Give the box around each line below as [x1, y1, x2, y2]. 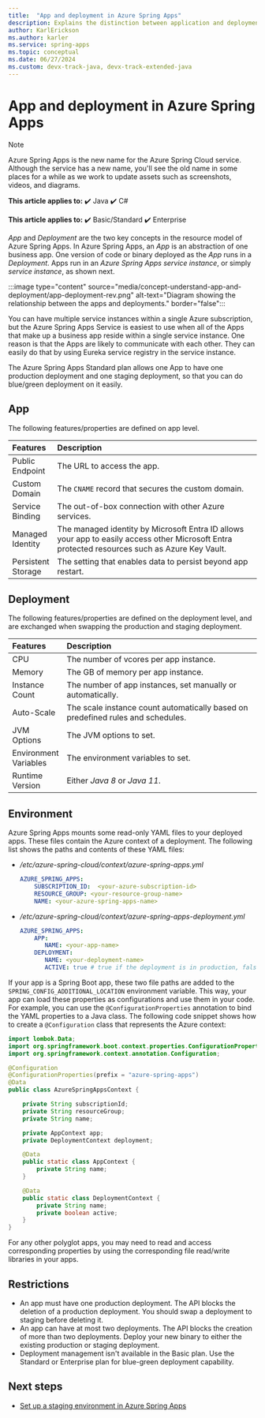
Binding [12, 511, 41, 522]
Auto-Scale [12, 707, 56, 718]
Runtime [12, 770, 43, 781]
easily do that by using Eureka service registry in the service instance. [8, 347, 237, 357]
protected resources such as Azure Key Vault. [57, 543, 227, 554]
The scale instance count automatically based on [66, 702, 248, 713]
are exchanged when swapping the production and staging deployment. [8, 622, 242, 631]
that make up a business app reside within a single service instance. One [8, 331, 245, 340]
